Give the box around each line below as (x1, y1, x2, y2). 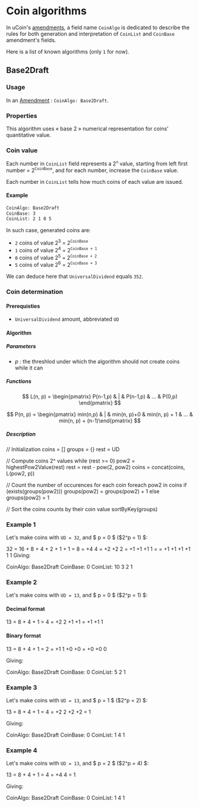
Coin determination (6, 287, 64, 296)
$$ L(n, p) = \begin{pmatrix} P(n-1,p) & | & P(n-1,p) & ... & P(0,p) (21, 393, 178, 400)
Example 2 (6, 578, 37, 586)
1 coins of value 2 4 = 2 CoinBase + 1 (14, 246, 97, 254)
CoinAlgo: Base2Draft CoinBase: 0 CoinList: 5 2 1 (6, 668, 126, 675)
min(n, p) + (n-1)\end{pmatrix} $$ (58, 417, 141, 424)
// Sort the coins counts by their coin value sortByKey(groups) (6, 505, 158, 512)
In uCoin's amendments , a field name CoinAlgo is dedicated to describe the (6, 24, 190, 31)
